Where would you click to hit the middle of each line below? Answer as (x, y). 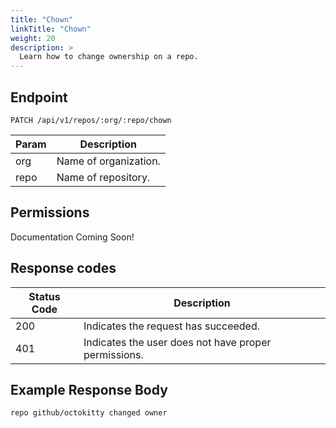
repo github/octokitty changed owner (89, 413)
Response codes (63, 268)
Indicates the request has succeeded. (172, 326)
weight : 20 (33, 38)
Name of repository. (103, 177)
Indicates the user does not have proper (177, 342)
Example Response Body (89, 389)
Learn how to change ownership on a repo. (109, 57)
